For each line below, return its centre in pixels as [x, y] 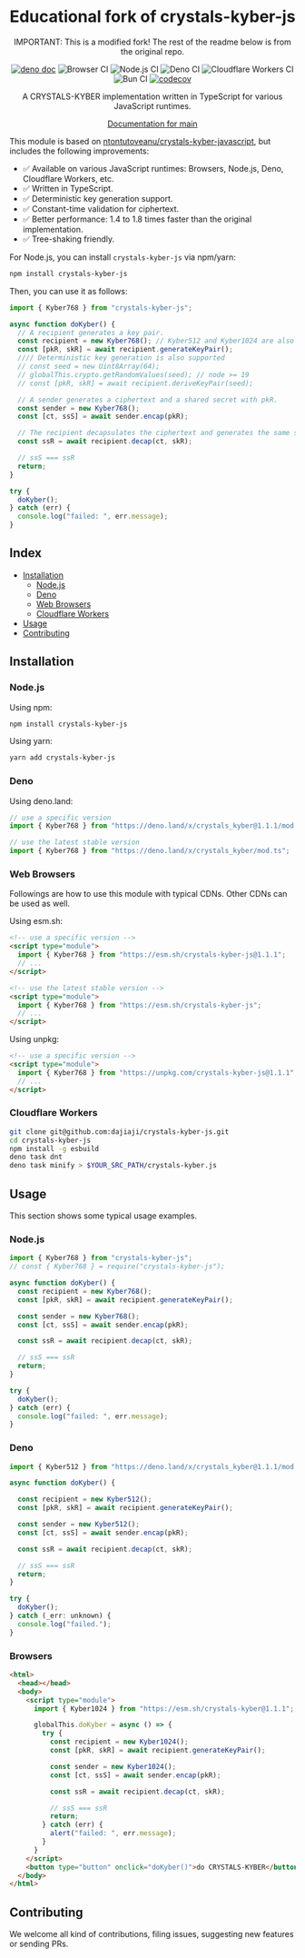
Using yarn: [31, 741]
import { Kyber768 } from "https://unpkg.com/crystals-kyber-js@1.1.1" [156, 1073]
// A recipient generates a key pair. [91, 333]
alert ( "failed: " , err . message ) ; [113, 1834]
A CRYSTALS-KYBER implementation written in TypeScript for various [152, 96]
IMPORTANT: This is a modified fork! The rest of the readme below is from [152, 42]
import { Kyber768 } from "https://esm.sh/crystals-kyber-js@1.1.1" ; [152, 955]
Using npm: [31, 707]
